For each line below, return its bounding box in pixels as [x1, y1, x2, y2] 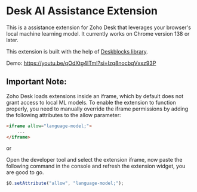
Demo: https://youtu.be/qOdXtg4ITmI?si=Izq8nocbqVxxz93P [6, 59, 156, 67]
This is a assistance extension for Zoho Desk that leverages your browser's [6, 24, 191, 31]
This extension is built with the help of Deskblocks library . [6, 48, 148, 55]
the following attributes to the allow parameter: [6, 111, 121, 118]
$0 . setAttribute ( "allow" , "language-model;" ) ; [6, 180, 124, 187]
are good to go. [6, 169, 44, 176]
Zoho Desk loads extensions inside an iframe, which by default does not [6, 92, 184, 99]
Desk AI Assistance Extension [6, 4, 158, 18]
